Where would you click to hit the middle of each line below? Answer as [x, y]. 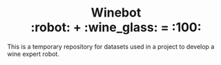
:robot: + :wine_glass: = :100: [116, 27]
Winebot [116, 13]
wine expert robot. [33, 54]
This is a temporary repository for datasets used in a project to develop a [111, 46]
